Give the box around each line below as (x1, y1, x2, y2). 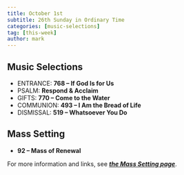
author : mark (7, 36, 45, 43)
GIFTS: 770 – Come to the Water (17, 93, 110, 102)
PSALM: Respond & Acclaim (17, 86, 99, 95)
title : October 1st (7, 10, 63, 17)
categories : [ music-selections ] (7, 23, 100, 30)
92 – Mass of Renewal (17, 146, 81, 154)
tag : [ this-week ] (7, 29, 57, 36)
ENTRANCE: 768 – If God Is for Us (17, 79, 114, 87)
